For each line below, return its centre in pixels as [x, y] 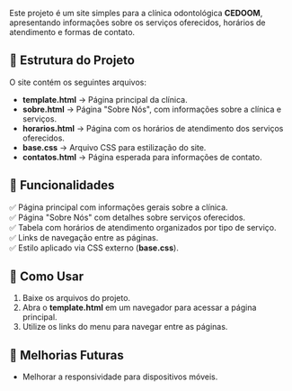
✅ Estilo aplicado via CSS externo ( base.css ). [94, 248]
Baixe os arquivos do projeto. [76, 298]
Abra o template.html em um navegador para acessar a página [139, 308]
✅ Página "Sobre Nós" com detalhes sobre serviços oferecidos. [127, 217]
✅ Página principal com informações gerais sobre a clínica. [119, 207]
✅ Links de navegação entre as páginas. [84, 237]
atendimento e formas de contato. [72, 32]
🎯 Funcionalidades [62, 185]
